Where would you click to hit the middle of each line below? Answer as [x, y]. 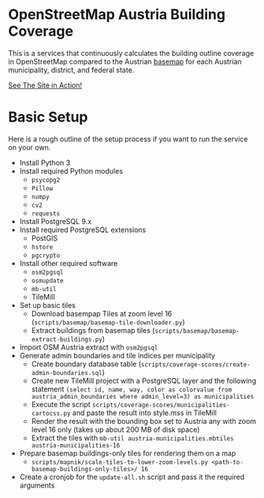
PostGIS [45, 238]
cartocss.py [51, 413]
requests [46, 213]
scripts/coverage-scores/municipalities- [161, 405]
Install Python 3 [45, 163]
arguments [37, 485]
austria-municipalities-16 [76, 445]
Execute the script [61, 404]
